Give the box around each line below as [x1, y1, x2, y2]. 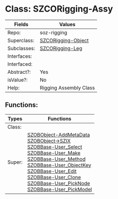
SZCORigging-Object [39, 37, 89, 44]
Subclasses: [7, 45, 35, 51]
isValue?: [7, 76, 28, 83]
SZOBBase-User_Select [27, 143, 83, 150]
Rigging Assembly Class [39, 84, 95, 91]
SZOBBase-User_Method [27, 155, 86, 162]
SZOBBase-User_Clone [27, 174, 81, 181]
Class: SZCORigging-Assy [5, 3, 113, 15]
